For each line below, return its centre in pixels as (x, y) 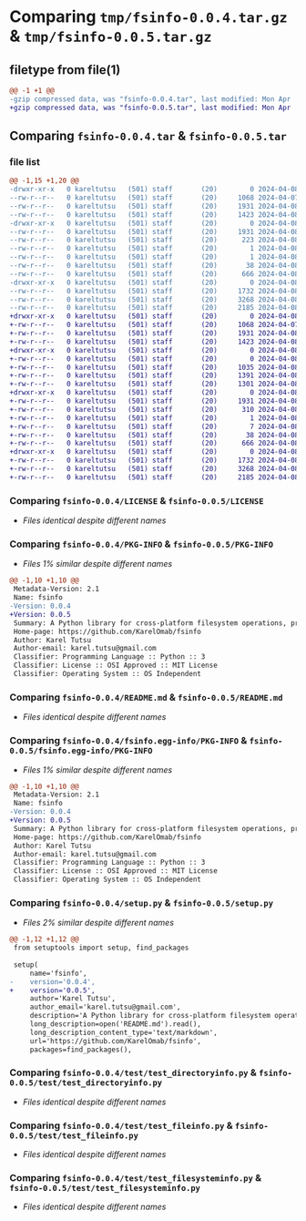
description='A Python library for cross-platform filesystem (150, 1016)
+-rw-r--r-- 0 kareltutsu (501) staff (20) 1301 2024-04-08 (154, 385)
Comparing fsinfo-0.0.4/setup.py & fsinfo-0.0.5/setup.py (142, 902)
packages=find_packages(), (81, 1050)
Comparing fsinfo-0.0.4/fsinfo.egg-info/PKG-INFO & (128, 741)
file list (25, 161)
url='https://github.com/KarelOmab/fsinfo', (116, 1041)
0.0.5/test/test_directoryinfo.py (86, 1083)
